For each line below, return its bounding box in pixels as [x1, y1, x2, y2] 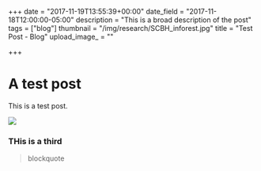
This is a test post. [8, 101, 69, 110]
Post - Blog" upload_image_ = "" [8, 32, 114, 41]
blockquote [27, 154, 65, 163]
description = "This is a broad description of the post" [75, 15, 252, 25]
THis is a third [8, 135, 62, 146]
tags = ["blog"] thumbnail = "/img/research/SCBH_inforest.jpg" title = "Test [8, 24, 253, 32]
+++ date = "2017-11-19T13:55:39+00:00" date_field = [8, 7, 184, 16]
